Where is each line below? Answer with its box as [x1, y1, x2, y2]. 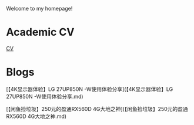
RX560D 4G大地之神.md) [6, 113, 66, 120]
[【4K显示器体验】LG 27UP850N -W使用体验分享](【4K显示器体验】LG [6, 85, 173, 93]
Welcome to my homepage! [6, 5, 73, 12]
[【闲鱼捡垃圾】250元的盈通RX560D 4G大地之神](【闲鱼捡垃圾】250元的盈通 [6, 105, 188, 112]
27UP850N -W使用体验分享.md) [6, 93, 83, 100]
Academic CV [6, 26, 75, 39]
